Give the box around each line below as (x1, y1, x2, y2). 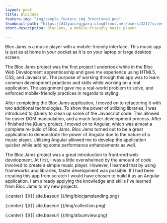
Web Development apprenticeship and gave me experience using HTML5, (5, 69, 157, 75)
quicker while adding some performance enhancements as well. (5, 142, 137, 148)
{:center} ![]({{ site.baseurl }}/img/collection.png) (5, 203, 106, 209)
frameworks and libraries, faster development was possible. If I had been (5, 167, 155, 174)
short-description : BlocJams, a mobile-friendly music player (5, 26, 137, 31)
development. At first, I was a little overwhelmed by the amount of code (5, 157, 152, 163)
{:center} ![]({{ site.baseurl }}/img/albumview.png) (5, 212, 108, 219)
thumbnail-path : (5, 21, 39, 26)
